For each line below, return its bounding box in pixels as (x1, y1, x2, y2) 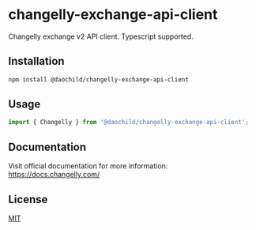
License (8, 192, 48, 206)
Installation (8, 55, 65, 68)
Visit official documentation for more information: (8, 161, 168, 171)
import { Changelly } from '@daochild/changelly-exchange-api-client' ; (8, 119, 249, 126)
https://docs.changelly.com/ (8, 170, 100, 179)
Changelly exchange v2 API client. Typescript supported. (8, 32, 194, 41)
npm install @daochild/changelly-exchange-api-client (8, 75, 190, 84)
